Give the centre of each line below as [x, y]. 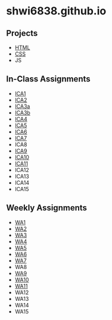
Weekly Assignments [47, 208]
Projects [22, 33]
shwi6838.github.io [56, 11]
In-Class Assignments [48, 79]
